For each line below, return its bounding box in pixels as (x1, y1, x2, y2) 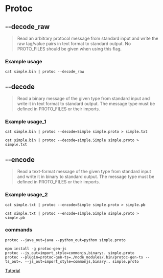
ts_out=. (5, 259, 23, 264)
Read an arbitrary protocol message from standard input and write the (17, 35, 159, 41)
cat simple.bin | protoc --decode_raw (5, 69, 84, 74)
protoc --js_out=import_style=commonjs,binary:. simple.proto (5, 251, 135, 255)
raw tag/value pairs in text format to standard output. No (17, 41, 131, 47)
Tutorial (5, 268, 21, 274)
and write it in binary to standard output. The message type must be (17, 174, 155, 179)
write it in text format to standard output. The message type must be (17, 101, 155, 107)
